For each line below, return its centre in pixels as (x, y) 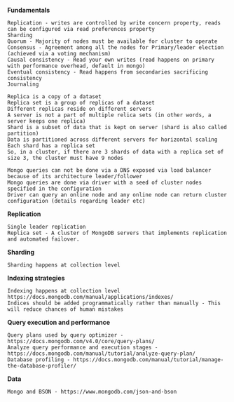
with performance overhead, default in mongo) (76, 66)
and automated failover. (43, 239)
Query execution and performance (59, 322)
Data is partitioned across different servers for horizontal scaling (112, 140)
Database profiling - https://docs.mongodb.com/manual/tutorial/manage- (116, 360)
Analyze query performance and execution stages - (83, 347)
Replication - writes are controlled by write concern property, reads (114, 23)
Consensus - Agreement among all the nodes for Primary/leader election (116, 48)
